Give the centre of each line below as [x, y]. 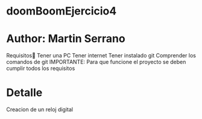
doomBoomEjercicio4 [62, 11]
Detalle [24, 93]
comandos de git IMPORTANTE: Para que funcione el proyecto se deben [96, 62]
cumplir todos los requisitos [41, 68]
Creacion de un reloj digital [40, 109]
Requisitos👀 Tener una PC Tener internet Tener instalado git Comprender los [101, 56]
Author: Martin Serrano [66, 39]
